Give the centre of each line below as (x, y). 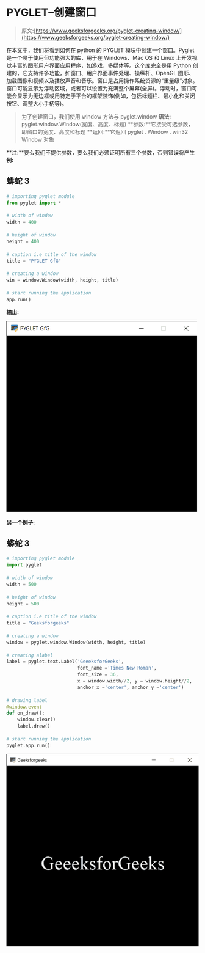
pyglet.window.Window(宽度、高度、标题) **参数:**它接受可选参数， (107, 124)
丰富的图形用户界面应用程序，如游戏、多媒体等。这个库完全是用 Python (101, 65)
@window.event (24, 707)
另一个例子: (21, 522)
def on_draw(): (26, 713)
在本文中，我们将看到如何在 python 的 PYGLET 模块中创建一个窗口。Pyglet (100, 50)
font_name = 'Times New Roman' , (117, 668)
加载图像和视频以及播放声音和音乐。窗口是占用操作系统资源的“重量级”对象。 (102, 81)
